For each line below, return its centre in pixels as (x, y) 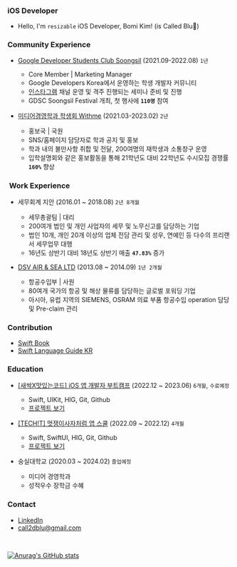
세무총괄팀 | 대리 (51, 217)
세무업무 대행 (54, 244)
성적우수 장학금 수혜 (56, 486)
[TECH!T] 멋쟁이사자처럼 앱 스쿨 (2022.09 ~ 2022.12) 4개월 (101, 423)
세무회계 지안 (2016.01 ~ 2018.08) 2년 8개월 (79, 201)
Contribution (30, 327)
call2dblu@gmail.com (49, 528)
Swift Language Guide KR (55, 351)
